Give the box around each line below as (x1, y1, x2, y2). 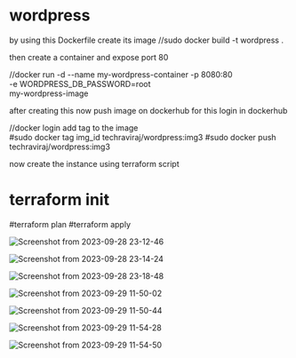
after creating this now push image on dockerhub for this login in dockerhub (9, 105, 288, 115)
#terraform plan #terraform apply (9, 219, 132, 229)
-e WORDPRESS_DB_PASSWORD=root (9, 78, 151, 89)
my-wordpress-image (9, 88, 89, 99)
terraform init (9, 190, 109, 210)
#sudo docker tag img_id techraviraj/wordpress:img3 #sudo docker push (9, 131, 277, 142)
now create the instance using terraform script (9, 158, 180, 169)
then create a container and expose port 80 (9, 52, 169, 62)
